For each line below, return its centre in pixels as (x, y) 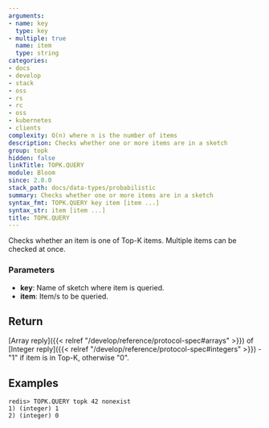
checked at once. (37, 249)
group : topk (28, 150)
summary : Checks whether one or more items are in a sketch (111, 195)
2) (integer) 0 (34, 416)
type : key (32, 31)
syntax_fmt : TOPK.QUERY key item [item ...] (84, 203)
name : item (34, 46)
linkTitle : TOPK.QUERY (46, 166)
